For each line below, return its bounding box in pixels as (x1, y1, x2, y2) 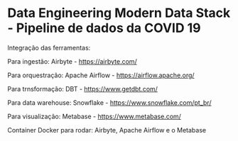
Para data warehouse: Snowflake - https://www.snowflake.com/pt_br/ (7, 98, 212, 107)
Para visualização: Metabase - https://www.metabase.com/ (7, 112, 181, 120)
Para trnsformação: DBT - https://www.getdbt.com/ (7, 84, 158, 93)
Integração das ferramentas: (7, 43, 91, 52)
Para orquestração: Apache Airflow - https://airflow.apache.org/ (7, 71, 195, 79)
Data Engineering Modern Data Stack (7, 5, 231, 21)
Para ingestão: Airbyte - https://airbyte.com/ (7, 57, 137, 65)
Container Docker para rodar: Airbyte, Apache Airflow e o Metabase (7, 125, 207, 134)
